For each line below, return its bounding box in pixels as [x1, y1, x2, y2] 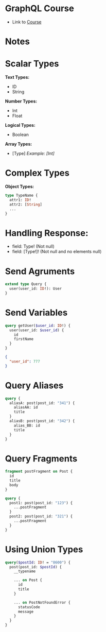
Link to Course [12, 19, 42, 25]
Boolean [12, 132, 29, 137]
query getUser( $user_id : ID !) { [5, 323, 71, 328]
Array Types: [5, 141, 32, 147]
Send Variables [5, 307, 68, 318]
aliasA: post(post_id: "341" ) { [9, 400, 75, 406]
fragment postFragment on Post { [5, 469, 73, 474]
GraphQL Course [5, 3, 74, 14]
